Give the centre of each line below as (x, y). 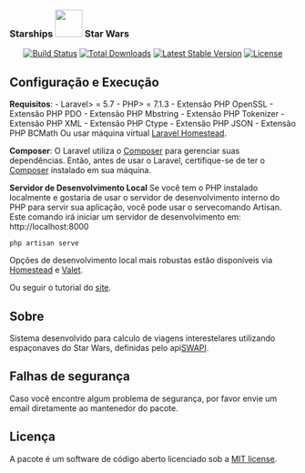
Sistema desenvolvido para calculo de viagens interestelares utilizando (142, 338)
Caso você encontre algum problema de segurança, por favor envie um (143, 398)
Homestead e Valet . (46, 270)
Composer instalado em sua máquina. (81, 170)
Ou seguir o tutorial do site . (61, 288)
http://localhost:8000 (49, 227)
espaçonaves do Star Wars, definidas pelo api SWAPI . (109, 347)
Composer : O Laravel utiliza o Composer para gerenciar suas (125, 151)
